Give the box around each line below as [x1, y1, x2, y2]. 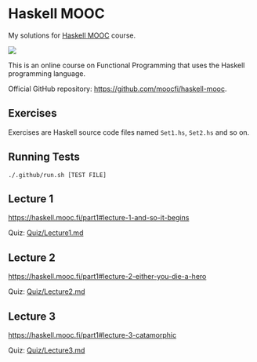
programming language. [8, 68, 86, 78]
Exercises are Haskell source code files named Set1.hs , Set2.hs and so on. [8, 127, 250, 137]
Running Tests [8, 150, 80, 164]
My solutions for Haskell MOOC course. [8, 31, 136, 40]
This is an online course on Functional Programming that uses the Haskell [8, 60, 245, 70]
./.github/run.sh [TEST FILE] [8, 171, 107, 179]
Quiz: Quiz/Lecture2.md [8, 287, 85, 296]
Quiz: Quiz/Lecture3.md [8, 346, 85, 355]
